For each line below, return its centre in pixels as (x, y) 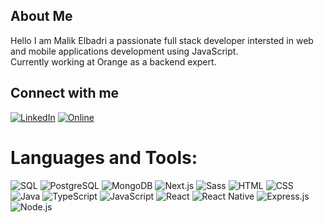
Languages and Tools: (104, 157)
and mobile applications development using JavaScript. (124, 51)
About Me (41, 16)
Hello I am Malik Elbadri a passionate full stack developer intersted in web (162, 40)
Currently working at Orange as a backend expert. (113, 61)
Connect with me (65, 93)
